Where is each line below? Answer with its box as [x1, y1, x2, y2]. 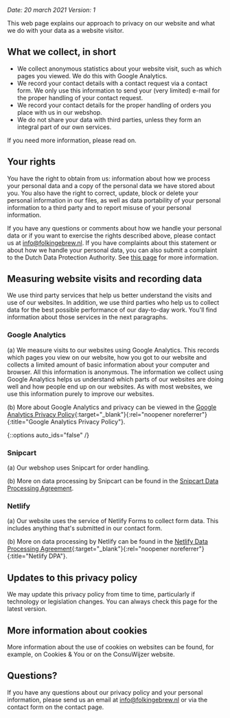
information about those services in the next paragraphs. [7, 313, 168, 321]
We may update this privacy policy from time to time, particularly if [7, 590, 196, 599]
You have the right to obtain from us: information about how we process [7, 174, 211, 183]
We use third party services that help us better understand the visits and [7, 291, 212, 299]
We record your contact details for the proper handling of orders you [16, 101, 211, 109]
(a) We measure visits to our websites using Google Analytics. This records [7, 346, 220, 354]
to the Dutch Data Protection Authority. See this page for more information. [7, 253, 219, 262]
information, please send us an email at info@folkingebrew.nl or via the [7, 695, 208, 704]
